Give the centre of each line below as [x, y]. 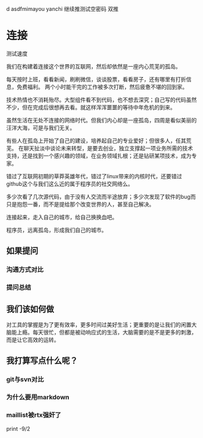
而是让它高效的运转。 [33, 340]
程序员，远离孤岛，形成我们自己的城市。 [56, 230]
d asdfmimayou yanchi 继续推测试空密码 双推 [63, 9]
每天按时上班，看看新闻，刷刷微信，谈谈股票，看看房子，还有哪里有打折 [96, 79]
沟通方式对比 [25, 270]
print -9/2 [18, 428]
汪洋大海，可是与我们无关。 [41, 128]
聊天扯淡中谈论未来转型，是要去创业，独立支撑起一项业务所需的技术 [108, 148]
